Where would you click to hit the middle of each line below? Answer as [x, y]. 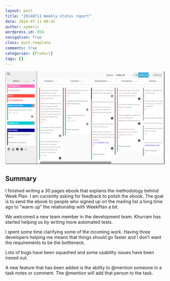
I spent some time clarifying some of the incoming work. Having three [78, 232]
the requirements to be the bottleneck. [45, 243]
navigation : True [24, 37]
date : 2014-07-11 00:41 [30, 21]
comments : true [21, 48]
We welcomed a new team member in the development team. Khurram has [83, 217]
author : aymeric [22, 27]
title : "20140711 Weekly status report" [49, 16]
